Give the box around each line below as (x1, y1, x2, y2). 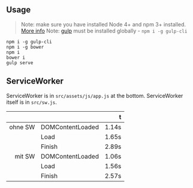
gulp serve (6, 59, 34, 65)
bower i (6, 54, 26, 61)
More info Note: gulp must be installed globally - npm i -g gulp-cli (20, 27, 188, 34)
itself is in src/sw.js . (6, 99, 57, 106)
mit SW (14, 152, 35, 160)
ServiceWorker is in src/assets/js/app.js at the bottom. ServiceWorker (6, 92, 183, 99)
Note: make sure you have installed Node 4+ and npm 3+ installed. (20, 20, 186, 28)
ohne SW (9, 123, 35, 131)
